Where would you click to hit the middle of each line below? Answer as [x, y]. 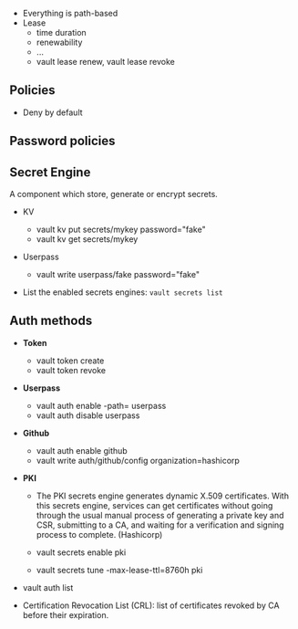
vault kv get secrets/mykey [87, 239]
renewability [59, 42]
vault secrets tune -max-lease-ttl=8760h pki [119, 570]
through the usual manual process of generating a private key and [160, 515]
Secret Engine [50, 172]
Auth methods [51, 321]
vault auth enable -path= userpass [101, 405]
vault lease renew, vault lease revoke [106, 62]
